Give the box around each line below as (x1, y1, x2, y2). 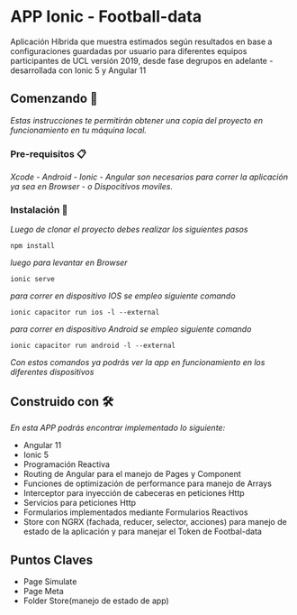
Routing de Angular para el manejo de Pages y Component (22, 469, 241, 480)
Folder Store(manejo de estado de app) (22, 595, 169, 606)
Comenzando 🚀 (10, 91, 98, 106)
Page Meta (22, 585, 64, 596)
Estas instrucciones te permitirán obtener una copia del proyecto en (10, 115, 264, 125)
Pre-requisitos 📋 (10, 147, 86, 160)
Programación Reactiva (22, 459, 111, 470)
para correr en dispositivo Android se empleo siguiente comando (10, 324, 252, 335)
